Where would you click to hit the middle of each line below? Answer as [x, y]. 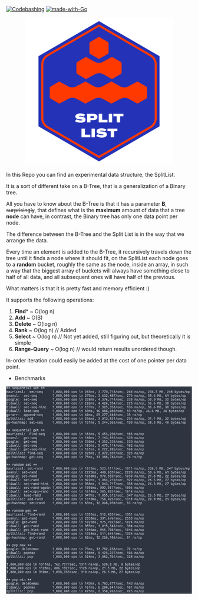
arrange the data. [27, 240]
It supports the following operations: [50, 300]
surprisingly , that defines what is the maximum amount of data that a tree [95, 210]
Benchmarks [30, 378]
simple [23, 343]
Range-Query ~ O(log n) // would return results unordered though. [96, 349]
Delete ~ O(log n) [36, 324]
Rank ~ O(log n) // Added [45, 330]
